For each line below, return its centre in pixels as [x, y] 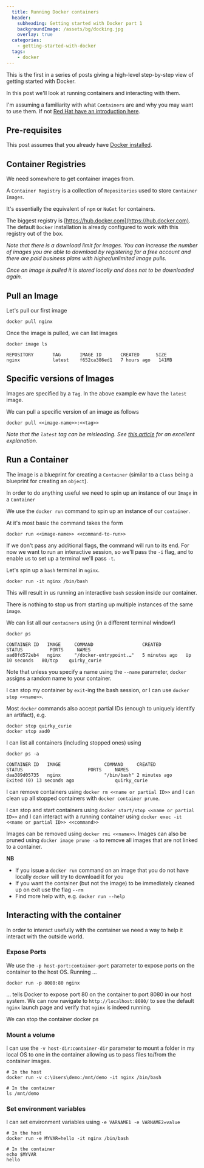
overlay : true [35, 35]
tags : [19, 52]
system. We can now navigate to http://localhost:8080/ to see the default [100, 1000]
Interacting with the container [64, 915]
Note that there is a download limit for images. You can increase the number [102, 246]
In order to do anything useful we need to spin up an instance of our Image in [102, 493]
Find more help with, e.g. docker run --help [70, 896]
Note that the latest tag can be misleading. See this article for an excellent [101, 434]
